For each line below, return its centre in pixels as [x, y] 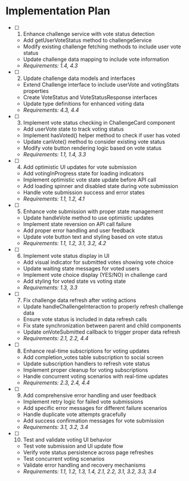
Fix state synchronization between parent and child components [102, 325]
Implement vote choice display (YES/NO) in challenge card [95, 275]
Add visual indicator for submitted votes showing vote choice [98, 262]
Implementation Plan [58, 11]
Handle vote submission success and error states [84, 192]
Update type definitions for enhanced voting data [83, 103]
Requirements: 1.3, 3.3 [50, 287]
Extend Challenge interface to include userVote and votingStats [101, 84]
